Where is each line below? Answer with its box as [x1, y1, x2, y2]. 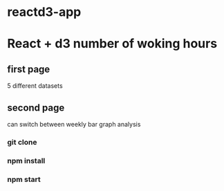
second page [7, 102, 65, 113]
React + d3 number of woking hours [7, 36, 218, 52]
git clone [7, 137, 37, 147]
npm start [7, 174, 41, 184]
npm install [7, 156, 46, 165]
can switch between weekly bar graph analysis [7, 120, 141, 128]
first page [7, 63, 50, 75]
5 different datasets [7, 82, 64, 90]
